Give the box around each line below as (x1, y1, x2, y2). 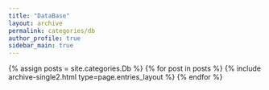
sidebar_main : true (8, 42, 74, 50)
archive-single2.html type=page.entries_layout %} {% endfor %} (8, 72, 223, 82)
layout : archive (8, 19, 63, 27)
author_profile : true (8, 34, 81, 43)
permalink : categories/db (8, 27, 95, 35)
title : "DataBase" (8, 11, 70, 20)
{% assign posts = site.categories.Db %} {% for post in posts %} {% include (8, 63, 262, 73)
